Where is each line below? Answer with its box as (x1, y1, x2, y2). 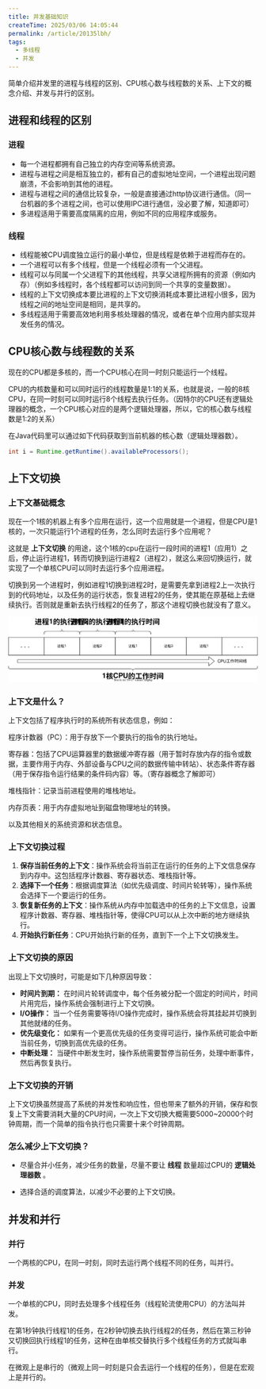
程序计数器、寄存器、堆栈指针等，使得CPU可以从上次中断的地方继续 (19, 911, 243, 920)
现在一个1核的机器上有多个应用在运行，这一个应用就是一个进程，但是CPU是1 (8, 516, 257, 527)
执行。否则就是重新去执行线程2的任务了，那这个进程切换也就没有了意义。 (14, 600, 256, 610)
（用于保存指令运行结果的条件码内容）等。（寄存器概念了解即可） (8, 769, 220, 779)
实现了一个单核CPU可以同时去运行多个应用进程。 (8, 563, 169, 573)
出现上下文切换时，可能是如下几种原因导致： (8, 972, 154, 981)
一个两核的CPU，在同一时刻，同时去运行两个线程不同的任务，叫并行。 (8, 1258, 238, 1268)
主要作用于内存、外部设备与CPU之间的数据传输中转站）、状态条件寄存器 (21, 759, 256, 769)
